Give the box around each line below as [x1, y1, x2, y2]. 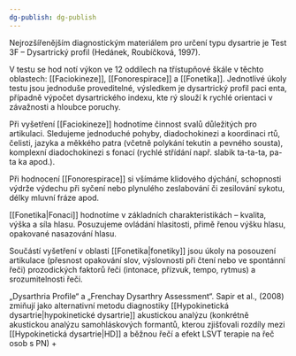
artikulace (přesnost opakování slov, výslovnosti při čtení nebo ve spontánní [9, 254, 285, 266]
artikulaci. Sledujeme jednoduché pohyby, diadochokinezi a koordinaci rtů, [9, 128, 281, 138]
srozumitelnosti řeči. [9, 274, 83, 284]
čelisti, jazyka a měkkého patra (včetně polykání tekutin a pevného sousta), [9, 137, 284, 148]
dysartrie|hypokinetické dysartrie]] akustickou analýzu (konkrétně [9, 309, 249, 320]
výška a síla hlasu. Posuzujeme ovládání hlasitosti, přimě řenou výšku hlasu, [9, 219, 286, 229]
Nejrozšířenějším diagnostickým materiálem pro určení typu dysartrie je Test [9, 37, 287, 48]
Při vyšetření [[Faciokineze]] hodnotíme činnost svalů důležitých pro [9, 119, 258, 129]
